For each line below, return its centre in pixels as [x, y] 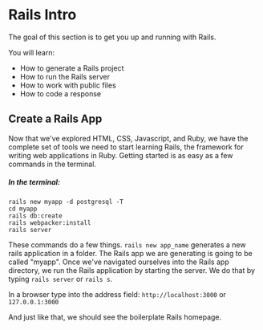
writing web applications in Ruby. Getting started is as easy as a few [121, 155]
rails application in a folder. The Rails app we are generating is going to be [130, 253]
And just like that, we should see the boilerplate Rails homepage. [115, 317]
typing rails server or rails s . [61, 279]
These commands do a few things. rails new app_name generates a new [127, 244]
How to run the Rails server [65, 76]
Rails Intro [42, 15]
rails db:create [35, 216]
